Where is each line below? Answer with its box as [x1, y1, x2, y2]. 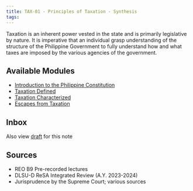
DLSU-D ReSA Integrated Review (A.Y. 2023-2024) [14, 172, 138, 179]
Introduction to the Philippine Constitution [14, 82, 115, 89]
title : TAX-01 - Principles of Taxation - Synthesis [6, 8, 137, 15]
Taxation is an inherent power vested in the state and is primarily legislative [6, 30, 187, 37]
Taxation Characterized [14, 94, 71, 101]
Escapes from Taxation [14, 100, 70, 108]
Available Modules [6, 66, 75, 76]
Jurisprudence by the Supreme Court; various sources [14, 177, 146, 185]
